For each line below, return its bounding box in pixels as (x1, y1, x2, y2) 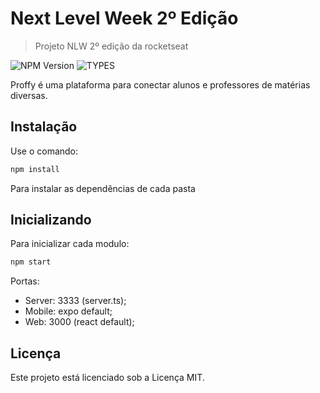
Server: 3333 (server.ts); (24, 295, 127, 307)
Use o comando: (10, 145, 79, 157)
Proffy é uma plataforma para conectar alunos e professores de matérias (10, 78, 311, 91)
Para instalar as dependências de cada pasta (10, 182, 196, 194)
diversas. (10, 89, 48, 101)
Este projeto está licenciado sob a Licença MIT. (10, 372, 205, 384)
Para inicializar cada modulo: (10, 238, 130, 250)
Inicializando (10, 212, 92, 229)
